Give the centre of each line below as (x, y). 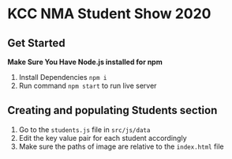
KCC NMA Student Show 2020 (109, 14)
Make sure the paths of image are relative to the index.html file (121, 146)
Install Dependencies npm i (63, 77)
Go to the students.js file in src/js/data (84, 129)
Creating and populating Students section (112, 110)
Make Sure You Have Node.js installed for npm (85, 62)
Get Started (36, 43)
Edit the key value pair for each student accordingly (103, 138)
